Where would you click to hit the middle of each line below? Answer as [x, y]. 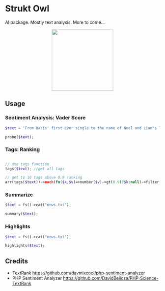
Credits [17, 261]
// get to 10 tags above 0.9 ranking [44, 178]
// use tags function [27, 164]
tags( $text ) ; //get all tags [35, 169]
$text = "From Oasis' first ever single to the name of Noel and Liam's [81, 128]
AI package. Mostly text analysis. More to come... [55, 22]
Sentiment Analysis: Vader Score [45, 118]
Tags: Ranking [23, 149]
